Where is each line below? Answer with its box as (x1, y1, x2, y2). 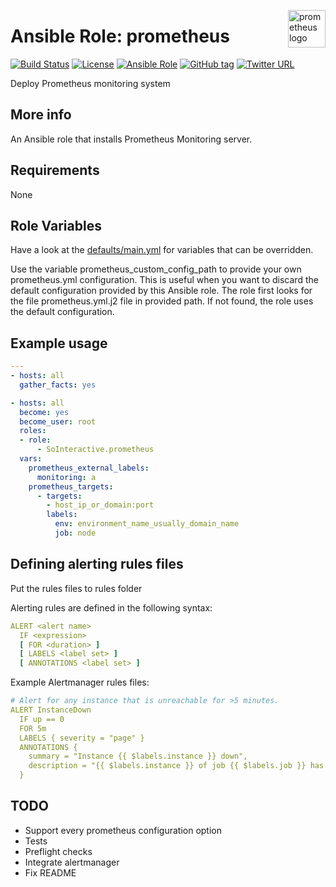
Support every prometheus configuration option (24, 824, 223, 836)
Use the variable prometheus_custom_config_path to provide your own (10, 263, 302, 275)
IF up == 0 (19, 714, 65, 724)
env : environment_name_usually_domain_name (54, 519, 240, 529)
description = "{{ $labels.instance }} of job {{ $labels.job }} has (28, 761, 325, 771)
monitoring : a (36, 472, 97, 482)
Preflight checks (24, 845, 93, 857)
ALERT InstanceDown (10, 705, 92, 715)
